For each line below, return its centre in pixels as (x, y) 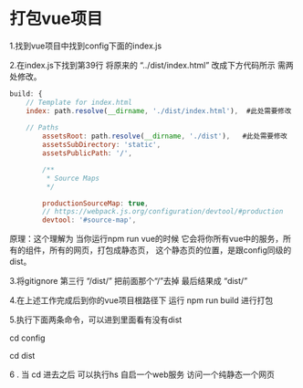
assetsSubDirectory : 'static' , (102, 145)
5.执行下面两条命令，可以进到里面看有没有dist (96, 320)
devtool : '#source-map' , (89, 220)
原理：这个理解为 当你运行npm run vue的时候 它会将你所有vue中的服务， (146, 239)
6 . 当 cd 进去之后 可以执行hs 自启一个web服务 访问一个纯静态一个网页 (142, 374)
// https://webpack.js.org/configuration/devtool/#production (163, 212)
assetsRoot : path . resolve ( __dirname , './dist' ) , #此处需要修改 (165, 136)
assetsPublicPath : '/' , (87, 153)
